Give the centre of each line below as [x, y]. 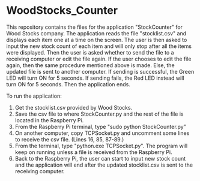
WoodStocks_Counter [62, 10]
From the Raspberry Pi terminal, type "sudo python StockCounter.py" [100, 126]
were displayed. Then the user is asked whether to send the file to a [90, 52]
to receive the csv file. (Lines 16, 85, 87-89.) [69, 139]
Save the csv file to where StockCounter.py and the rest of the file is [99, 114]
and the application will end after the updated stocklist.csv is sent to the [104, 165]
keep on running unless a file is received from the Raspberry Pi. [93, 152]
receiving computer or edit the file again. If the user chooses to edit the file [99, 59]
